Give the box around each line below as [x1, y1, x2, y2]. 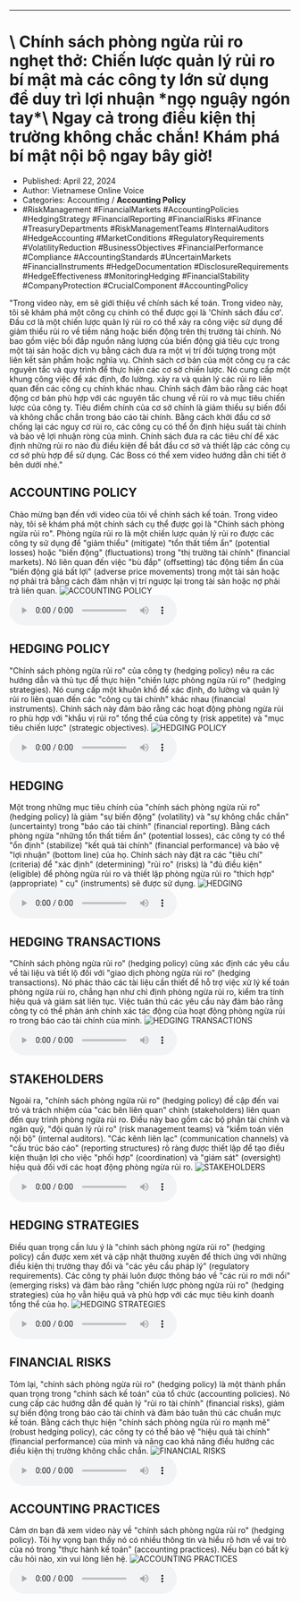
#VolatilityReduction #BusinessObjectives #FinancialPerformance [21, 242, 263, 253]
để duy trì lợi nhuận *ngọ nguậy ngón [9, 89, 291, 109]
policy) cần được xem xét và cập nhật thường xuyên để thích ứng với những [9, 1251, 287, 1262]
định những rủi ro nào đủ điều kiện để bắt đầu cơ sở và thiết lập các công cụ [9, 440, 290, 450]
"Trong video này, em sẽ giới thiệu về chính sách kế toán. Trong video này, [9, 297, 284, 308]
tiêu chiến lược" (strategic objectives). [9, 722, 150, 732]
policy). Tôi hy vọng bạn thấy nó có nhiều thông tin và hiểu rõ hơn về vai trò [9, 1535, 287, 1546]
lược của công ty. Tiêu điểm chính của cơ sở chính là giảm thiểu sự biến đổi [9, 402, 287, 413]
